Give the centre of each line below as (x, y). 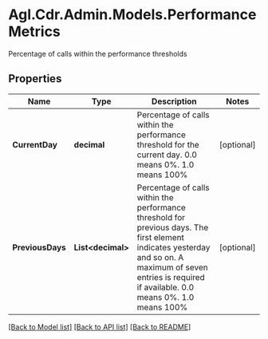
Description (174, 101)
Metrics (35, 32)
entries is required (171, 277)
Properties (35, 79)
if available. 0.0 (166, 287)
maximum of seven (173, 267)
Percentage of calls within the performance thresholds (98, 53)
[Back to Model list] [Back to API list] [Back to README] (100, 327)
